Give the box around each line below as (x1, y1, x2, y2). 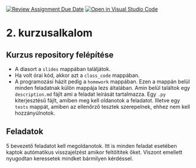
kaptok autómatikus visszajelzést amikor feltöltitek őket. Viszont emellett (6, 148, 183, 156)
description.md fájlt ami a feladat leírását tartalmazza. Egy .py (14, 91, 166, 98)
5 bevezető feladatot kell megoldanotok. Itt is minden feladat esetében (6, 142, 177, 149)
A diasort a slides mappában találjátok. (14, 66, 111, 72)
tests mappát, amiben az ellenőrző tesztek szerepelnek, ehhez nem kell (14, 104, 190, 110)
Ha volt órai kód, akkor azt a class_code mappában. (14, 72, 140, 79)
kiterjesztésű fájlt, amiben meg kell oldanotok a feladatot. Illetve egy (14, 97, 180, 104)
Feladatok (6, 127, 44, 137)
